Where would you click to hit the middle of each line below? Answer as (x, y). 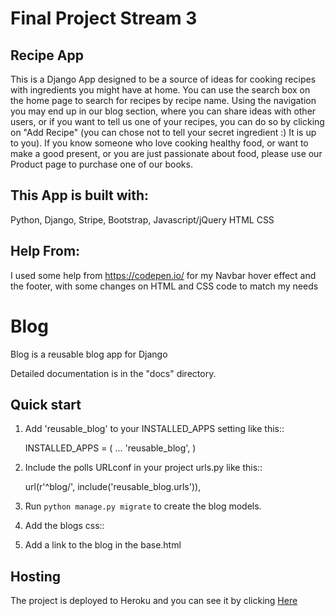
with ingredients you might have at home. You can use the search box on (160, 90)
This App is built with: (80, 195)
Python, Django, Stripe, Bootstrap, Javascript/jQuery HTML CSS (142, 219)
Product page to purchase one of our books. (101, 164)
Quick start (46, 404)
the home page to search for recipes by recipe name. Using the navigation (163, 100)
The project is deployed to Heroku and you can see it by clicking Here (154, 601)
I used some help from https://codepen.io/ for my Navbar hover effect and (163, 275)
